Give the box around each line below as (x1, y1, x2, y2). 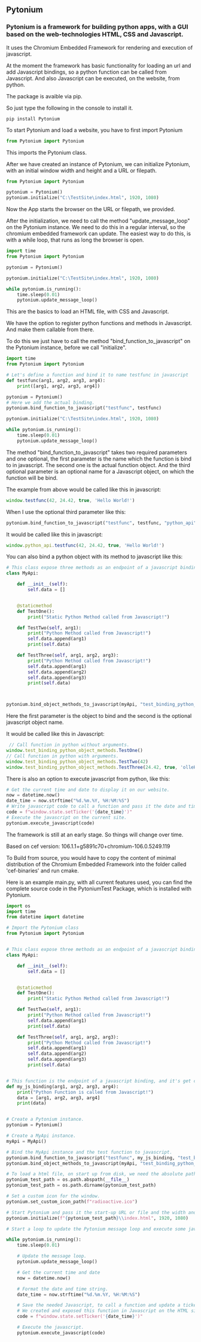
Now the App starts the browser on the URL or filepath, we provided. (6, 206, 175, 213)
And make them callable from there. (6, 326, 95, 333)
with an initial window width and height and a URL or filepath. (6, 167, 157, 174)
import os (6, 902, 31, 909)
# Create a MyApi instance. (6, 1133, 77, 1139)
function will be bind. (6, 474, 58, 482)
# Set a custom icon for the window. (6, 1193, 100, 1199)
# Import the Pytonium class (6, 925, 79, 931)
